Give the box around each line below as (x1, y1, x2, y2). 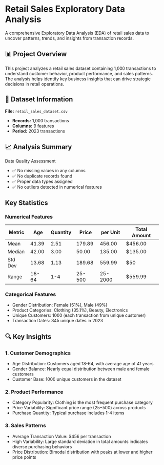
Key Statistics (5, 199, 48, 207)
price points (12, 454, 37, 460)
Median (7, 248, 25, 255)
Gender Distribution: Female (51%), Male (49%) (12, 302, 108, 308)
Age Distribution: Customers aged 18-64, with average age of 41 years (12, 361, 154, 367)
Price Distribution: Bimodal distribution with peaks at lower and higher (12, 449, 153, 455)
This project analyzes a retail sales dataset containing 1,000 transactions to (5, 65, 156, 71)
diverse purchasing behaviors (12, 443, 72, 449)
